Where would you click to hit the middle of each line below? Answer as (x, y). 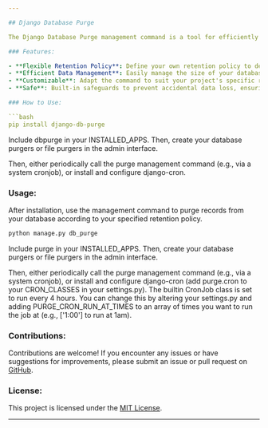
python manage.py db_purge (53, 233)
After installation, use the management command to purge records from (126, 210)
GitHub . (21, 370)
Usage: (23, 192)
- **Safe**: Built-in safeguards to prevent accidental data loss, (123, 89)
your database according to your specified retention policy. (105, 218)
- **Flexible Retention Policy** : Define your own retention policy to (130, 66)
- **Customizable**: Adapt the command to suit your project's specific (132, 81)
